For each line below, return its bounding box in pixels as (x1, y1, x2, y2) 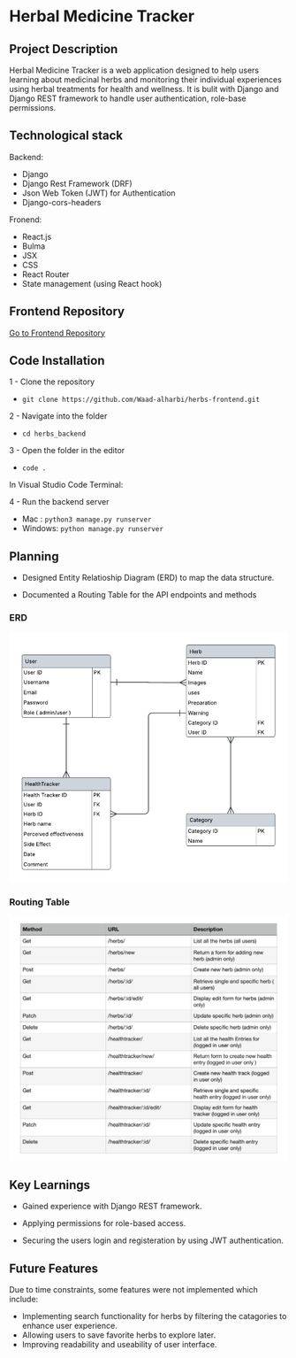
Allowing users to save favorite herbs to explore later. (21, 1330, 216, 1340)
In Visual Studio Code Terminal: (9, 480, 124, 490)
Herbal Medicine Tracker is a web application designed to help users (9, 65, 259, 75)
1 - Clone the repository (9, 376, 95, 387)
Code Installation (9, 353, 105, 368)
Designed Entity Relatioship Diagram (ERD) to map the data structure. (21, 573, 275, 583)
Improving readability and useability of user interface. (21, 1339, 217, 1350)
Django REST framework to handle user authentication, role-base (9, 93, 247, 104)
